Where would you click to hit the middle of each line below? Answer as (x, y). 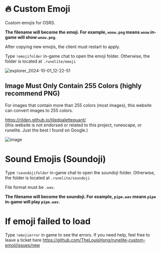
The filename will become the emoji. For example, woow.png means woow (77, 32)
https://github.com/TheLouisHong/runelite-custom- (94, 240)
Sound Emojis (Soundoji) (56, 159)
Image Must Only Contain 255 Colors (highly (73, 86)
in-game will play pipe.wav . (33, 202)
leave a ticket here (23, 240)
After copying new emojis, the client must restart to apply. (63, 47)
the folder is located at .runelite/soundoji (48, 178)
